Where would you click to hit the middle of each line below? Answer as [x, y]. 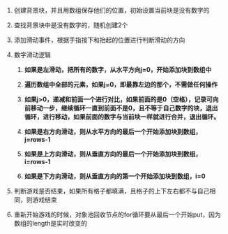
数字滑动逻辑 [32, 55]
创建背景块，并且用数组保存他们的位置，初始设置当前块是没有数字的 [112, 10]
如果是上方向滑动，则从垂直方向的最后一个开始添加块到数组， [113, 154]
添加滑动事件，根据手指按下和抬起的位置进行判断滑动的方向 [99, 40]
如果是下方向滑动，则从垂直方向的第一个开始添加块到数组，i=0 [115, 176]
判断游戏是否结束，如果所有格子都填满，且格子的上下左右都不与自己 [112, 191]
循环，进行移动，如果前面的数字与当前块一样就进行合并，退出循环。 [122, 117]
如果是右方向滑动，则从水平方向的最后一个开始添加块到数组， [113, 132]
